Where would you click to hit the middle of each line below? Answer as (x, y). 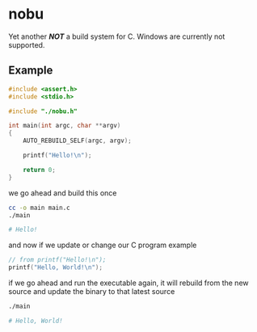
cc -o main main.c (39, 208)
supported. (27, 44)
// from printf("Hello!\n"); (57, 260)
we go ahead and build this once (63, 193)
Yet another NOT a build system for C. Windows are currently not (117, 36)
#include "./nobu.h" (43, 111)
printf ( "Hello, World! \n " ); (56, 267)
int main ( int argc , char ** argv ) (65, 126)
